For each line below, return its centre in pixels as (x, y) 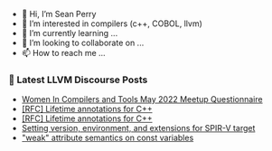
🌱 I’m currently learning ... (70, 33)
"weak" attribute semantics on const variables (108, 138)
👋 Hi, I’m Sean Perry (59, 14)
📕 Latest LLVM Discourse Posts (78, 80)
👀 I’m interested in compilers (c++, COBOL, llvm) (112, 24)
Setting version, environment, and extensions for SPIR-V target (138, 128)
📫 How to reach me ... (63, 53)
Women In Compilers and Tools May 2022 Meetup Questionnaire (142, 99)
